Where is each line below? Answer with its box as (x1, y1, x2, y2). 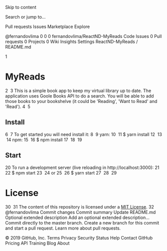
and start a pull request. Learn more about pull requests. (5, 225, 121, 231)
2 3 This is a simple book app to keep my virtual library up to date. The (5, 87, 152, 93)
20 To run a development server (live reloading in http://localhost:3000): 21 (5, 164, 160, 170)
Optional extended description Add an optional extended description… (5, 214, 150, 220)
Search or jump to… (5, 14, 46, 19)
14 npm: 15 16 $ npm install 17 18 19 (6, 136, 82, 142)
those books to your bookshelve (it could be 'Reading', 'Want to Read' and (5, 98, 158, 104)
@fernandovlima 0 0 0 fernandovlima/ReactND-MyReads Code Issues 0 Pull (5, 33, 162, 39)
